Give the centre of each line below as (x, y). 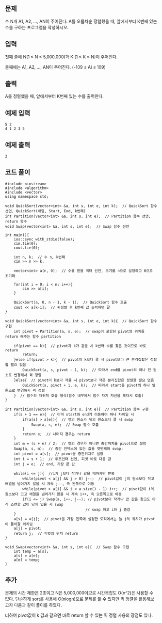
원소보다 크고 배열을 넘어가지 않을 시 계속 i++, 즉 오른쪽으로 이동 (64, 494)
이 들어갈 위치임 (19, 524)
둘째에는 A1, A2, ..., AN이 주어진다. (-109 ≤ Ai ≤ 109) (55, 67)
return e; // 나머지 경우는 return (57, 434)
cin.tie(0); (26, 243)
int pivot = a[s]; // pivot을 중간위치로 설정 (58, 454)
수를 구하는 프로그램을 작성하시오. (37, 27)
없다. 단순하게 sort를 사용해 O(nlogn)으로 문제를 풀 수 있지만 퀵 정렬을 (71, 599)
